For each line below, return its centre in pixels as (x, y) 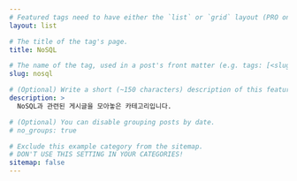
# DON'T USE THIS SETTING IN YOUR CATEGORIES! (96, 155)
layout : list (33, 26)
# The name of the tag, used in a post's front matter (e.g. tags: (136, 66)
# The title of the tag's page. (69, 41)
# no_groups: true (43, 130)
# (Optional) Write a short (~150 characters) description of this (136, 90)
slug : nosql (31, 74)
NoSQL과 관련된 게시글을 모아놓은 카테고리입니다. (95, 106)
